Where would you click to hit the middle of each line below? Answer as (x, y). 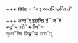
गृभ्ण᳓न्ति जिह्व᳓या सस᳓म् (29, 34)
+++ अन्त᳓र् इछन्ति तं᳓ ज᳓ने (34, 21)
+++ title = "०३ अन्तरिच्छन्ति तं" (39, 9)
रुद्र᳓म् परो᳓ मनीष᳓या (25, 27)
